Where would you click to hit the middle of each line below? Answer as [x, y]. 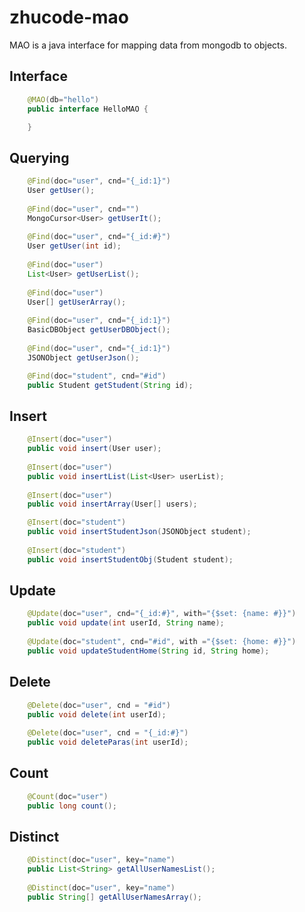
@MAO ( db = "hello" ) [63, 99]
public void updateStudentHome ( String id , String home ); [148, 651]
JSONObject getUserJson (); [83, 357]
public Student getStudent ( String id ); [110, 385]
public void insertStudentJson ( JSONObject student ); [139, 532]
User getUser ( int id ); [74, 246]
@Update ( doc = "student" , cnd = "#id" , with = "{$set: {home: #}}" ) [162, 642]
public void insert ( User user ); [94, 449]
